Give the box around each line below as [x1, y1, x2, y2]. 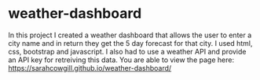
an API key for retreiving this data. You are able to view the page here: [8, 55, 234, 64]
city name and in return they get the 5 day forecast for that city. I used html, [8, 38, 253, 47]
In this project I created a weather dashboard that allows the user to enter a [8, 30, 252, 40]
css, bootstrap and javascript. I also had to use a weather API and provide [8, 47, 247, 56]
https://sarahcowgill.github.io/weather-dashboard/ [8, 63, 172, 72]
